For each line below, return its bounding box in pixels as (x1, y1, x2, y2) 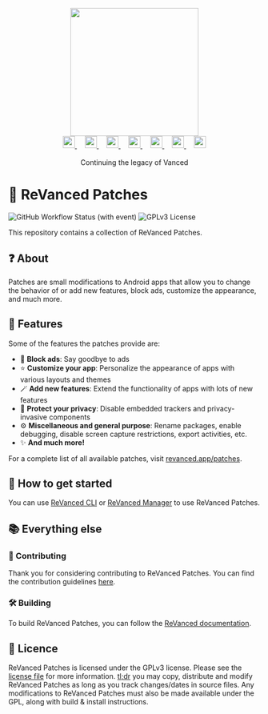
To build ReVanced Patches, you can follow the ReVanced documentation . (8, 619, 252, 628)
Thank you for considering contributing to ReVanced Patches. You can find (8, 568, 254, 578)
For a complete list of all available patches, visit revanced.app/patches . (8, 453, 242, 463)
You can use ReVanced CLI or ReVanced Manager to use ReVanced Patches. (8, 498, 260, 507)
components (49, 412, 90, 422)
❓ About (8, 252, 49, 266)
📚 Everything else (8, 522, 102, 535)
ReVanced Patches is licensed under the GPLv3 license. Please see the (8, 663, 242, 672)
